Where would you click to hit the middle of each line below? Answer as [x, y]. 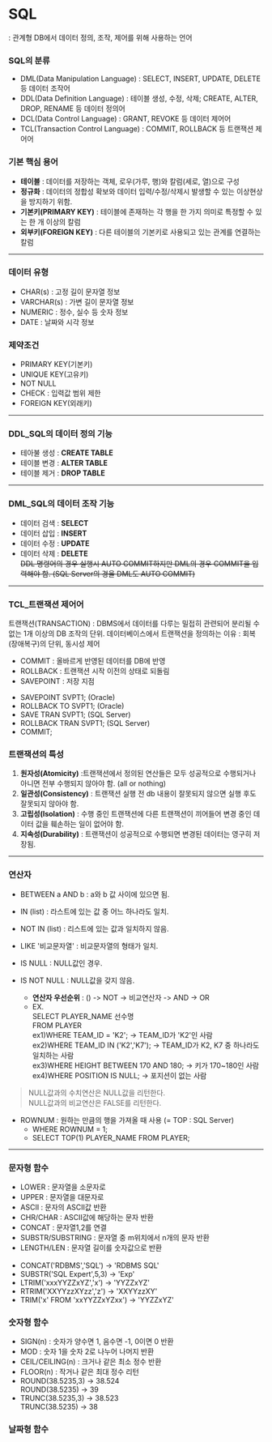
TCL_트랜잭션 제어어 [46, 604]
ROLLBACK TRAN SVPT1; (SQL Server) [85, 723]
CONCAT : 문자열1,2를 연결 [64, 1227]
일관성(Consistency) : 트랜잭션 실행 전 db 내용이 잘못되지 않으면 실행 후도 [138, 794]
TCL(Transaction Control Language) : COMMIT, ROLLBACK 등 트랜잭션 [137, 129]
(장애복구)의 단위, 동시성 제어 [54, 644]
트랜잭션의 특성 [36, 754]
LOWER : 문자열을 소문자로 [63, 1187]
